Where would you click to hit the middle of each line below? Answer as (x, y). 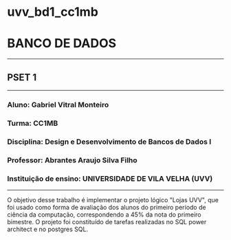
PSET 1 (22, 77)
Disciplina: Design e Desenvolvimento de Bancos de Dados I (109, 142)
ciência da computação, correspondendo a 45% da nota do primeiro (104, 215)
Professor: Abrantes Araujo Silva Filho (72, 160)
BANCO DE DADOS (62, 44)
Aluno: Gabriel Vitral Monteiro (58, 105)
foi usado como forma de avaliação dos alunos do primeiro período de (107, 207)
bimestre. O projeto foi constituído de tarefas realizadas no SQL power (107, 221)
